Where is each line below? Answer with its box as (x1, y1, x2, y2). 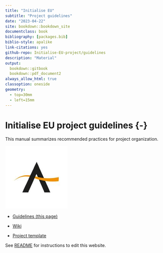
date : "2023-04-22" (5, 18, 46, 23)
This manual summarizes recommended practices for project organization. (5, 136, 159, 142)
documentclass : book (5, 29, 48, 34)
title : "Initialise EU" (5, 8, 55, 13)
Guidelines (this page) (12, 214, 58, 220)
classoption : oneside (5, 82, 50, 87)
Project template (12, 233, 46, 239)
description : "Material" (5, 55, 57, 60)
